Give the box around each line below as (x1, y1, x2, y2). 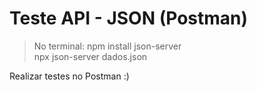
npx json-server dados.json (33, 50, 148, 62)
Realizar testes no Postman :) (9, 70, 130, 82)
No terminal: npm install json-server (33, 40, 182, 52)
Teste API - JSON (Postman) (9, 7, 249, 30)
